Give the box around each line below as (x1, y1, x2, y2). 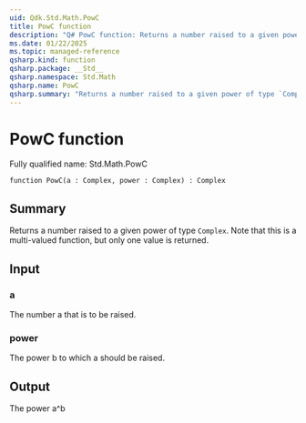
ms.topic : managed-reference (9, 47, 120, 56)
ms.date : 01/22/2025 (9, 38, 88, 48)
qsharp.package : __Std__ (9, 65, 104, 74)
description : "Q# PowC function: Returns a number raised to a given (9, 30, 280, 39)
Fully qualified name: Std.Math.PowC (9, 158, 148, 169)
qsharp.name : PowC (9, 81, 79, 90)
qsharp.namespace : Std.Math (9, 73, 117, 82)
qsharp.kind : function (9, 55, 96, 65)
